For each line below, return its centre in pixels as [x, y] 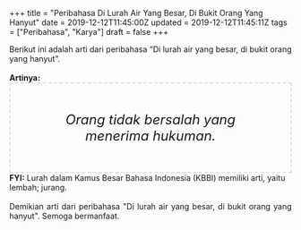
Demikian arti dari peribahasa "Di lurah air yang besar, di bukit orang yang [150, 206]
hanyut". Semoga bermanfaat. [64, 216]
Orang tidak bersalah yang [150, 119]
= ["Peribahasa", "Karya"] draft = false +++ [89, 32]
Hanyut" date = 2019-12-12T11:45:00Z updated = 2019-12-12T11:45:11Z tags [149, 22]
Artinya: [25, 78]
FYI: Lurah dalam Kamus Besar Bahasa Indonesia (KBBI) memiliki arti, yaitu [147, 178]
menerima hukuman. [150, 136]
